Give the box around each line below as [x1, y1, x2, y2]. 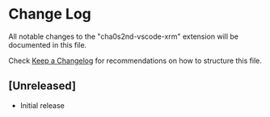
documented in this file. [8, 40, 87, 49]
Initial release [19, 100, 65, 110]
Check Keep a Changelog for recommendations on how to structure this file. [8, 56, 263, 65]
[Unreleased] [8, 79, 77, 93]
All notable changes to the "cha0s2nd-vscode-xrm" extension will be [8, 31, 239, 41]
